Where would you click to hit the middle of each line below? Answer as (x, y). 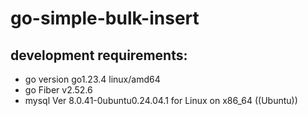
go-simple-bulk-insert (105, 18)
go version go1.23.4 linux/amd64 (92, 79)
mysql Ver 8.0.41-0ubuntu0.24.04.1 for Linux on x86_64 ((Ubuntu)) (161, 100)
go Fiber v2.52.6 (58, 90)
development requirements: (99, 55)
